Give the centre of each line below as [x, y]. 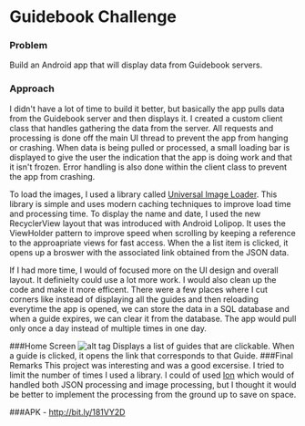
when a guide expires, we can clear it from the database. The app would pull [153, 318]
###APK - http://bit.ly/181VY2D [67, 411]
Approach [32, 88]
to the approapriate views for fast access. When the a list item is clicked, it [149, 243]
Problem [29, 46]
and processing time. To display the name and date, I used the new [135, 213]
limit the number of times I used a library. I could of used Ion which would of [152, 375]
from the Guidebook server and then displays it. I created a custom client [146, 118]
